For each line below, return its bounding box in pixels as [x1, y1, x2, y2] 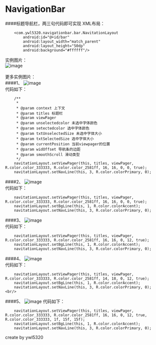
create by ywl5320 [5, 334, 44, 340]
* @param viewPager [16, 115, 56, 120]
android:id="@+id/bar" [23, 35, 70, 40]
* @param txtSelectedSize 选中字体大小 [16, 136, 94, 141]
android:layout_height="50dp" [23, 43, 85, 48]
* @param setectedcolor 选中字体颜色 [16, 125, 90, 131]
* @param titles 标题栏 [16, 111, 63, 116]
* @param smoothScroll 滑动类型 [16, 152, 80, 157]
